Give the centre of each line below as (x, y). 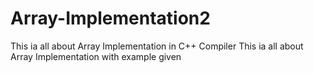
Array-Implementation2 (110, 18)
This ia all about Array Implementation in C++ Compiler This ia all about (157, 46)
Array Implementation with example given (96, 56)
